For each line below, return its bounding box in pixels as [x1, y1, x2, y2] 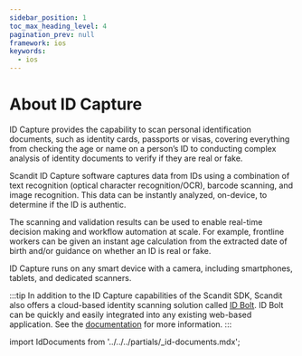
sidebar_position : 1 [9, 13, 88, 23]
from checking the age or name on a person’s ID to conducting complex [9, 143, 277, 154]
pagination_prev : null [9, 30, 95, 39]
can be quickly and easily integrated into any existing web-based [9, 309, 252, 320]
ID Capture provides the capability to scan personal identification [9, 124, 251, 135]
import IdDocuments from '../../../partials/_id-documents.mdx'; [9, 336, 241, 347]
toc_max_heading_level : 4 [9, 22, 107, 31]
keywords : [9, 47, 47, 56]
